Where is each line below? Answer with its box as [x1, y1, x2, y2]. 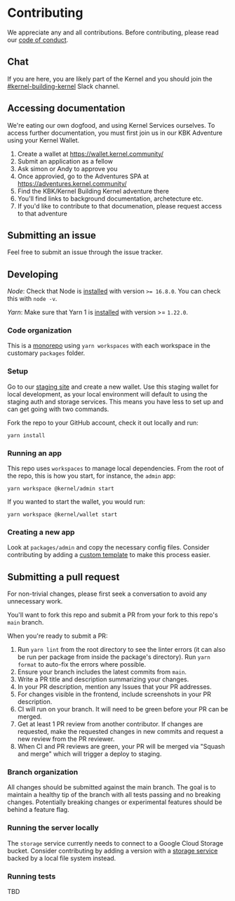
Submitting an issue [7, 229, 97, 241]
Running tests [7, 872, 56, 881]
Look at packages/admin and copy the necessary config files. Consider [7, 543, 210, 552]
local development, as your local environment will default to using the [7, 389, 208, 398]
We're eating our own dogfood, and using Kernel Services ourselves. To [7, 121, 215, 129]
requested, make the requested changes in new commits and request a [17, 728, 224, 736]
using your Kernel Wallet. [7, 135, 80, 145]
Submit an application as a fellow [17, 156, 114, 166]
